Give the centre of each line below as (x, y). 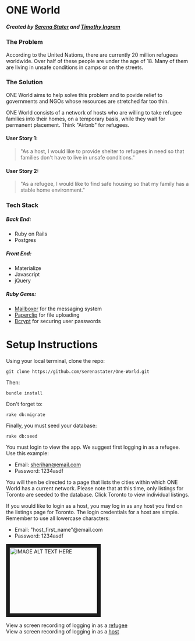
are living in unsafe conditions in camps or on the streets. (75, 67)
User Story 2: (22, 171)
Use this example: (28, 453)
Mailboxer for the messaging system (58, 309)
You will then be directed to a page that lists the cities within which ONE (92, 482)
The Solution (24, 82)
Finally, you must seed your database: (52, 425)
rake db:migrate (26, 415)
